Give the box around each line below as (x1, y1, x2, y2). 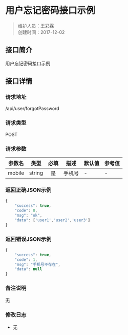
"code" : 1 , (14, 257, 38, 262)
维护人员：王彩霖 (17, 23, 54, 29)
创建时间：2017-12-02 (17, 29, 65, 35)
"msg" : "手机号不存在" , (14, 262, 60, 267)
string (29, 169, 44, 177)
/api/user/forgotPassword (5, 105, 60, 112)
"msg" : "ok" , (14, 213, 42, 218)
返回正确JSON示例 (5, 186, 52, 193)
